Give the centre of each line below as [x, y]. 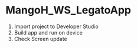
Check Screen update [40, 39]
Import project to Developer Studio [56, 26]
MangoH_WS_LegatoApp [68, 10]
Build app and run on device [48, 32]
